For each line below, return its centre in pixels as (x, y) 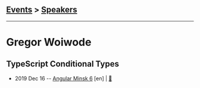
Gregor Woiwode (49, 42)
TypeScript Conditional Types (62, 64)
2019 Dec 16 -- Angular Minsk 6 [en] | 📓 (63, 78)
